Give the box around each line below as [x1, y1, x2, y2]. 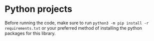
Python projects [4, 3, 73, 15]
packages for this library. [4, 30, 56, 36]
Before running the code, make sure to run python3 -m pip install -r [4, 20, 149, 26]
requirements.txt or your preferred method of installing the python [4, 25, 143, 31]
